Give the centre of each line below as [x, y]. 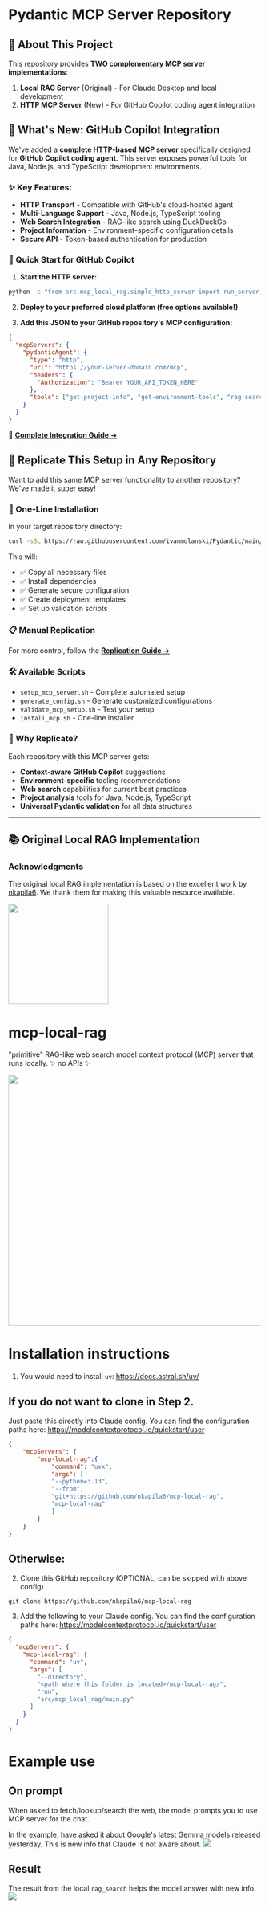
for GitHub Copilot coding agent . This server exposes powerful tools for [128, 157]
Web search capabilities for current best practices [103, 789]
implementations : [38, 72]
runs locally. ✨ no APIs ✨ [50, 1063]
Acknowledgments [46, 867]
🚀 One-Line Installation [54, 509]
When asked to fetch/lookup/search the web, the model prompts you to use [133, 1810]
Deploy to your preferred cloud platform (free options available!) [129, 308]
